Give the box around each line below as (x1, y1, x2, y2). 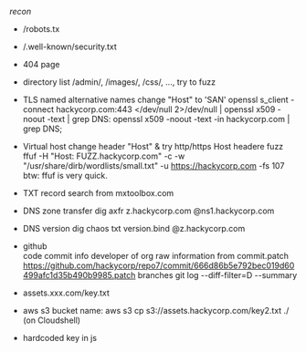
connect (22, 104, 55, 115)
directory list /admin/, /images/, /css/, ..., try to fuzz (22, 77, 216, 88)
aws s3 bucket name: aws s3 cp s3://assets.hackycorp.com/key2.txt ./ (22, 305, 290, 316)
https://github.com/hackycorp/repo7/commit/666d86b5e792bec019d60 (22, 260, 295, 271)
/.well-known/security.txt (22, 41, 117, 52)
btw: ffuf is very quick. (22, 171, 108, 181)
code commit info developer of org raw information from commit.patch (22, 251, 290, 261)
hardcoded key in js (22, 333, 98, 343)
